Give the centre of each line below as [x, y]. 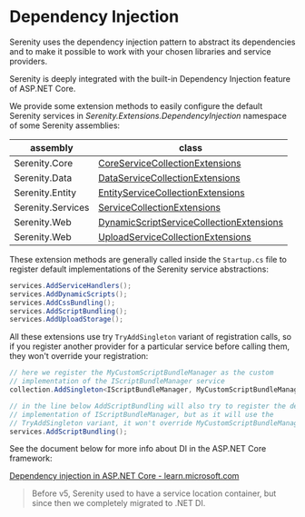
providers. [29, 61]
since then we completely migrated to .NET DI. [118, 503]
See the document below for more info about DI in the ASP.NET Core [138, 449]
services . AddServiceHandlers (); [70, 285]
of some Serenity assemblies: [65, 125]
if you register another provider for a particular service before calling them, [150, 346]
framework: [31, 458]
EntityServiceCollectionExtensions [172, 193]
